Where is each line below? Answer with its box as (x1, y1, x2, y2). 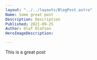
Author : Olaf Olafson (5, 26, 52, 31)
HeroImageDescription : (5, 31, 54, 36)
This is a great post (5, 49, 46, 55)
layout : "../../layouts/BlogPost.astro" (5, 7, 93, 13)
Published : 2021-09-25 (5, 21, 54, 27)
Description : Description (5, 17, 60, 22)
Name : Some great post (5, 12, 54, 17)
